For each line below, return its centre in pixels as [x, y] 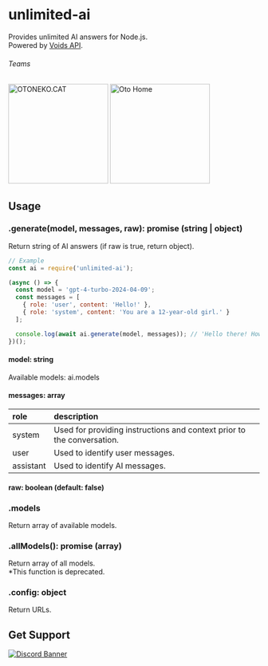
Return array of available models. [63, 525]
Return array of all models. [52, 563]
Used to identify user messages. [114, 452]
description [76, 416]
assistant [29, 466]
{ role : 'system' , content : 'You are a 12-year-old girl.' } [126, 313]
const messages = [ [48, 298]
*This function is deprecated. [57, 572]
